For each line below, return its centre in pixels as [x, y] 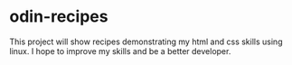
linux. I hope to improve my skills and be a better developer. [120, 51]
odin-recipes [59, 17]
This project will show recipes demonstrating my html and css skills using [146, 42]
